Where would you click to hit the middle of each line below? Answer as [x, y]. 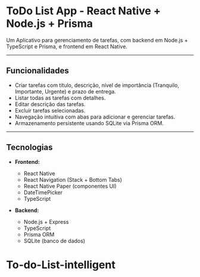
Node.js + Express [46, 222]
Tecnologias [29, 147]
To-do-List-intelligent [61, 265]
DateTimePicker [43, 192]
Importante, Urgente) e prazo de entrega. [65, 91]
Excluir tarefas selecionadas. [50, 110]
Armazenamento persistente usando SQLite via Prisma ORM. [89, 123]
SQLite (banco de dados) [54, 241]
